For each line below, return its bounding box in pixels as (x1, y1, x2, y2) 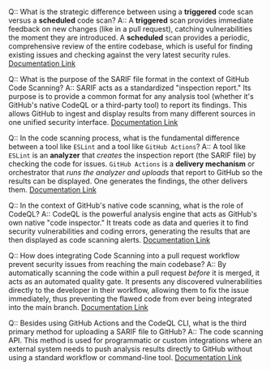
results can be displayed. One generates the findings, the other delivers (8, 176, 248, 186)
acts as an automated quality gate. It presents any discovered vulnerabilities (8, 277, 263, 286)
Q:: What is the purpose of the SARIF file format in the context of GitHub (8, 75, 250, 84)
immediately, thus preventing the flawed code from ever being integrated (8, 294, 253, 303)
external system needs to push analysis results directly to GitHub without (8, 344, 253, 354)
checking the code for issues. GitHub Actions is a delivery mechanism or (8, 159, 256, 169)
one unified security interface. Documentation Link (8, 118, 179, 127)
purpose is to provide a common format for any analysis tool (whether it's (8, 92, 254, 101)
